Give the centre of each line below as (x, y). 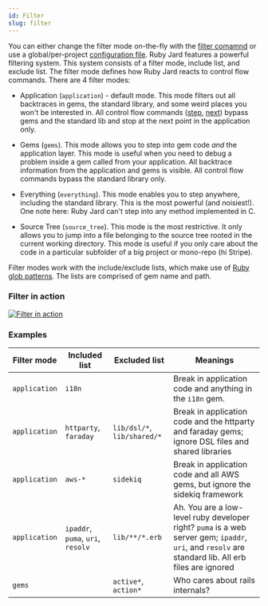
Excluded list (140, 360)
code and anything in (213, 389)
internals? (191, 590)
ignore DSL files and (211, 442)
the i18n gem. (199, 398)
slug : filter (30, 23)
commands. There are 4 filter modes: (69, 80)
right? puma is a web (210, 528)
